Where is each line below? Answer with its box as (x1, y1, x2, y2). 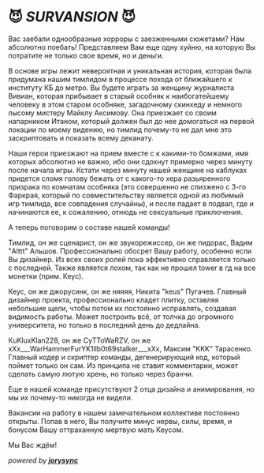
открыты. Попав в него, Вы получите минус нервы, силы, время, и (8, 416, 232, 426)
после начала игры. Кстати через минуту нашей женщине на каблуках (8, 165, 247, 175)
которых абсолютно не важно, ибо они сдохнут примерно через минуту (8, 156, 253, 166)
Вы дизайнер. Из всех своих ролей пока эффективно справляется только (8, 254, 256, 264)
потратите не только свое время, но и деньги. (8, 51, 164, 60)
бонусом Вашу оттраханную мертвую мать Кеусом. (8, 425, 184, 434)
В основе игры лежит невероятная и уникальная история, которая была (8, 66, 252, 75)
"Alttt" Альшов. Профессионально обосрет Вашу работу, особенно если (8, 246, 252, 256)
